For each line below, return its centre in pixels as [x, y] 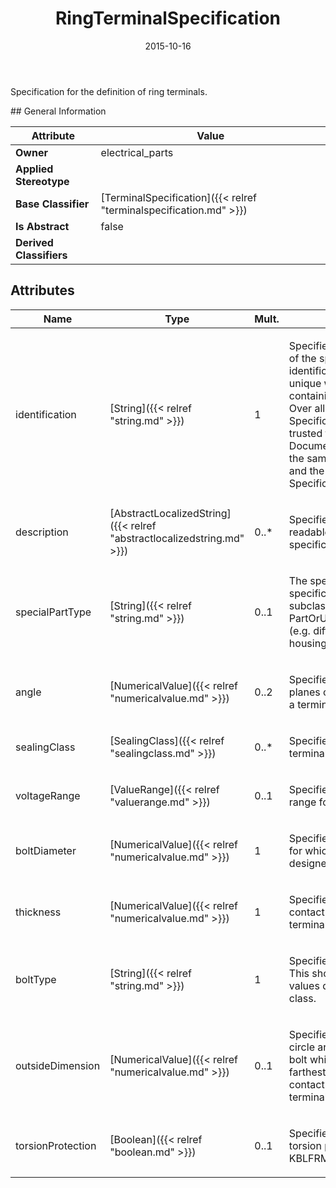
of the [302, 358]
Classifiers [41, 255]
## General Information [58, 111]
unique [305, 383]
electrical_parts [137, 152]
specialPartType [53, 612]
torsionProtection [56, 1145]
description [42, 532]
